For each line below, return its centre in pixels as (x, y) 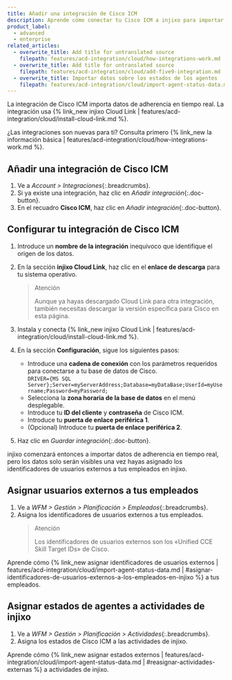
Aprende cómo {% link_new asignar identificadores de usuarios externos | (113, 562)
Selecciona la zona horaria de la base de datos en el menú (111, 398)
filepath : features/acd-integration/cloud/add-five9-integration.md (120, 71)
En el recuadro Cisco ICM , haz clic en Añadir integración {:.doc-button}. (119, 208)
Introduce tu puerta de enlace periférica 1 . (88, 419)
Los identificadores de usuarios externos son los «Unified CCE (123, 541)
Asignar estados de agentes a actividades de (106, 606)
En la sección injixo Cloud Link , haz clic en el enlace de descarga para (118, 267)
